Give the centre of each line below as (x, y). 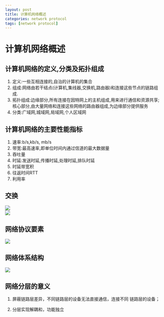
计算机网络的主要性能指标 (44, 129)
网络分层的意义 (28, 286)
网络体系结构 (25, 258)
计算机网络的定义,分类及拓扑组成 (55, 69)
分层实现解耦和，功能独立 (38, 310)
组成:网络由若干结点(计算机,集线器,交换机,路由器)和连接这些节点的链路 (83, 88)
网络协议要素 (25, 229)
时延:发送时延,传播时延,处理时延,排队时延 (53, 161)
